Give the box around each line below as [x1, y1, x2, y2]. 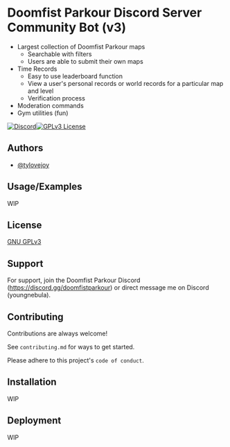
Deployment [7, 414, 62, 427]
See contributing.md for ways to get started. [7, 343, 135, 351]
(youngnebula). [7, 291, 51, 299]
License [7, 219, 42, 231]
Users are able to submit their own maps [27, 57, 143, 65]
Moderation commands [17, 101, 85, 109]
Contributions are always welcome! [7, 329, 108, 338]
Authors [7, 142, 44, 154]
